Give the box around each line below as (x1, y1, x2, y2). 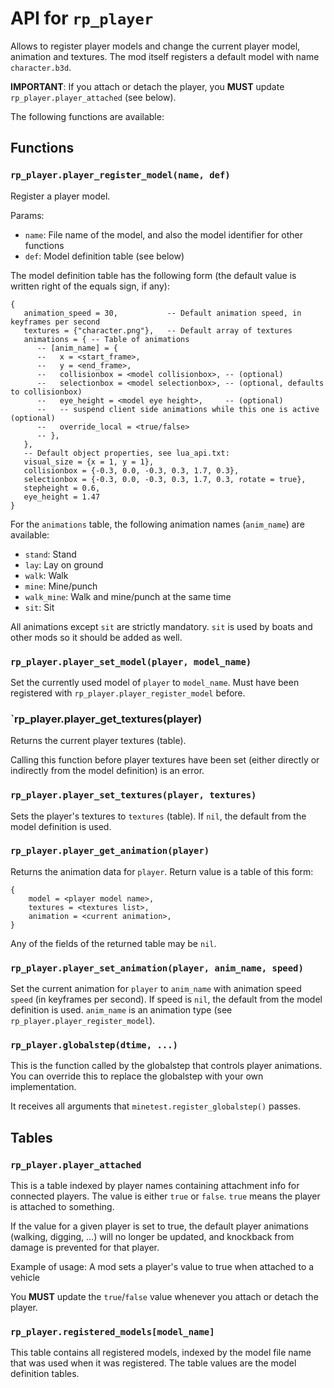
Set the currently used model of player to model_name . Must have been (10, 676, 300, 688)
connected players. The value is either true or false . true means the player (10, 1190, 321, 1202)
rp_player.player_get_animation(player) (10, 845, 210, 857)
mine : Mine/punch (24, 580, 98, 592)
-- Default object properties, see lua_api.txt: (23, 448, 230, 458)
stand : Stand (24, 548, 77, 560)
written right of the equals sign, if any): (10, 280, 170, 292)
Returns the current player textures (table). (10, 735, 187, 747)
